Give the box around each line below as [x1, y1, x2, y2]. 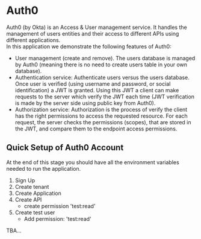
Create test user [14, 209, 55, 216]
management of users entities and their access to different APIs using [6, 30, 179, 37]
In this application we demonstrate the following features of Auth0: [6, 43, 172, 50]
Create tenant [14, 183, 49, 190]
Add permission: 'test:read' [23, 215, 91, 222]
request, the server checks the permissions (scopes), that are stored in [14, 118, 191, 126]
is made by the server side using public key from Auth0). [14, 99, 156, 106]
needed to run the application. [6, 165, 81, 172]
